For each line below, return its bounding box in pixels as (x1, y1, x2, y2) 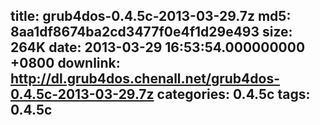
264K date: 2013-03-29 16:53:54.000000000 (10, 39, 306, 56)
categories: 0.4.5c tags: (156, 86, 311, 103)
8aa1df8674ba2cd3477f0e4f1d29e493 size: (10, 24, 293, 41)
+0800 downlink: (10, 55, 121, 72)
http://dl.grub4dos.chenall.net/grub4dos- (10, 70, 281, 88)
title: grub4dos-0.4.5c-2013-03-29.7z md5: (10, 8, 292, 25)
